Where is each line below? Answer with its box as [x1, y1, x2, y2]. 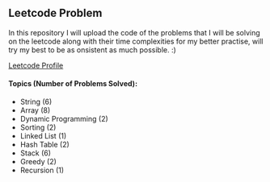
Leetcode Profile [8, 60, 64, 70]
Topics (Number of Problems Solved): [8, 79, 138, 89]
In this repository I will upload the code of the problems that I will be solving [8, 27, 260, 37]
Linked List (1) [19, 131, 67, 141]
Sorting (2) [19, 122, 57, 132]
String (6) [19, 97, 53, 107]
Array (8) [19, 105, 51, 115]
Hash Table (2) [19, 140, 70, 150]
